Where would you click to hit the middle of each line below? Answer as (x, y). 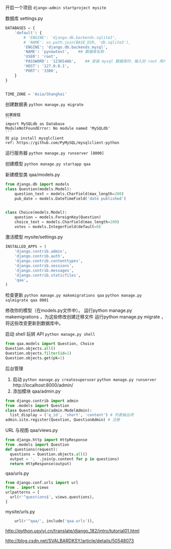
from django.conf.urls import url (42, 483)
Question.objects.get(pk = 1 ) (35, 358)
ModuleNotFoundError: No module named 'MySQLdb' (58, 129)
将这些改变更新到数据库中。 (34, 323)
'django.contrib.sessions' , (44, 266)
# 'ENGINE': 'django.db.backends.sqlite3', (70, 37)
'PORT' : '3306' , (41, 71)
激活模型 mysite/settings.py (34, 237)
